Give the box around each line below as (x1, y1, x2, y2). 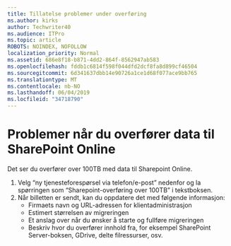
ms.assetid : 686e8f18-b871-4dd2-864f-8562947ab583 (7, 57, 160, 64)
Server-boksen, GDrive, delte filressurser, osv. (28, 230, 164, 239)
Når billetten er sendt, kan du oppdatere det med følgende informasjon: (17, 193, 225, 201)
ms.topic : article (7, 37, 61, 44)
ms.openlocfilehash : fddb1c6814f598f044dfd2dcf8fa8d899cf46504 (7, 63, 198, 70)
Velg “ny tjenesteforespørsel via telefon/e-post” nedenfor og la (17, 178, 201, 187)
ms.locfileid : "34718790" (7, 96, 83, 103)
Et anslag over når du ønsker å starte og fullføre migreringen (28, 216, 204, 224)
